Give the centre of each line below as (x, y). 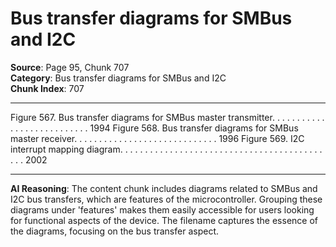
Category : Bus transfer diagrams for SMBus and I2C (118, 78)
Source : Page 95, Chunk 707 (70, 67)
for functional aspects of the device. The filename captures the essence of (164, 220)
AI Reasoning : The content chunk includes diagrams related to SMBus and (164, 188)
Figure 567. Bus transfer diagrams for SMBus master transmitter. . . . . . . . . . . (167, 117)
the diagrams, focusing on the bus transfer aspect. (114, 231)
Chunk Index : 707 (47, 88)
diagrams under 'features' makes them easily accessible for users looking (162, 209)
